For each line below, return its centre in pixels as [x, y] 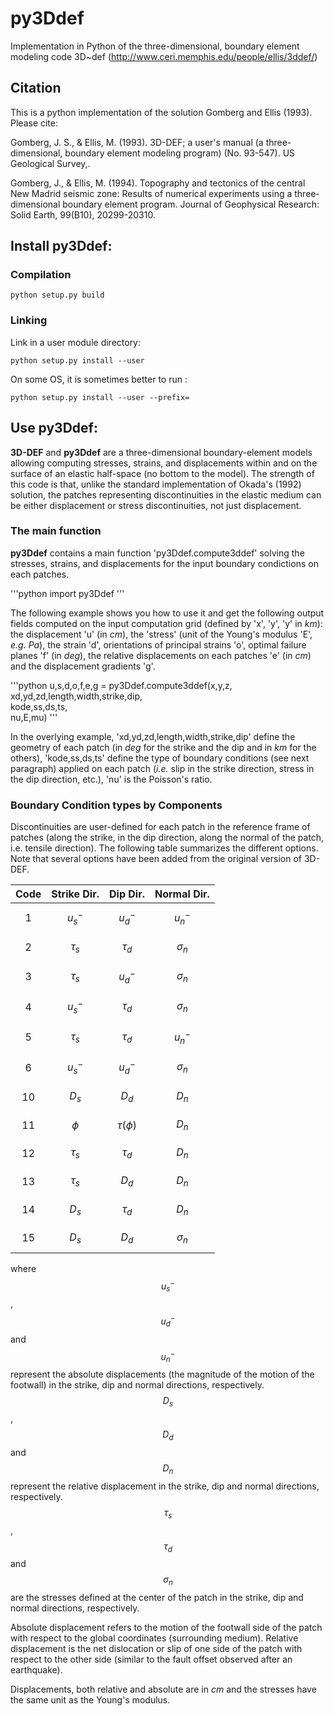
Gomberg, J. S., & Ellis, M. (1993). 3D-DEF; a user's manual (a [137, 142]
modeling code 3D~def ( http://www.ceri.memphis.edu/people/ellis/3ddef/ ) [164, 56]
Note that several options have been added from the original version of [156, 859]
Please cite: [34, 123]
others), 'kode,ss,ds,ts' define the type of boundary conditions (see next [160, 758]
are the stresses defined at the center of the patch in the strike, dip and [157, 1598]
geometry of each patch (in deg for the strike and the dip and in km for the [163, 747]
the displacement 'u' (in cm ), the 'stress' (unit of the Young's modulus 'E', [161, 634]
